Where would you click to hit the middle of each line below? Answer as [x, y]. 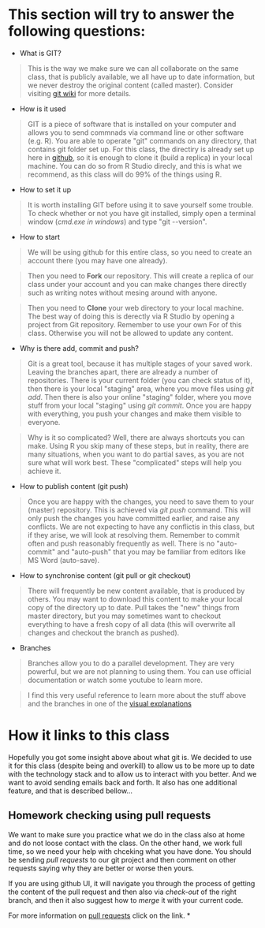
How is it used [43, 109]
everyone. [44, 422]
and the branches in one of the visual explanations [109, 703]
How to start [40, 237]
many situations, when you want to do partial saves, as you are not [136, 454]
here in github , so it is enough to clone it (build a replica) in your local [140, 157]
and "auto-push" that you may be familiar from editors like [151, 552]
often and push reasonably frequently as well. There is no [121, 543]
